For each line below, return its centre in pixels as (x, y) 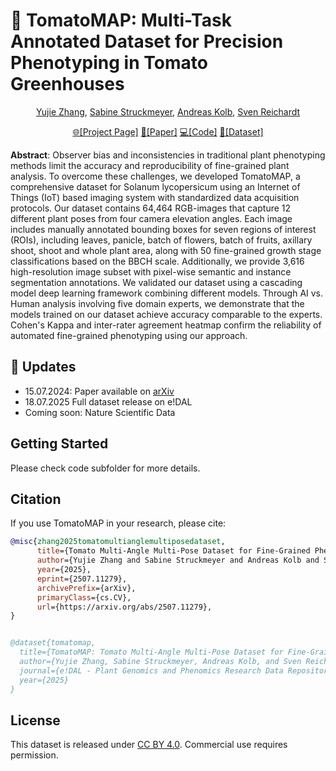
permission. (34, 755)
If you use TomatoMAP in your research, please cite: (118, 523)
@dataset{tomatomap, (53, 643)
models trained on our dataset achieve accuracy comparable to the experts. (166, 314)
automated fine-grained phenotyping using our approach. (129, 335)
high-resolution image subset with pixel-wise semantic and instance (151, 271)
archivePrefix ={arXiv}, (86, 588)
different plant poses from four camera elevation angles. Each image (151, 218)
